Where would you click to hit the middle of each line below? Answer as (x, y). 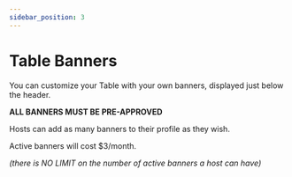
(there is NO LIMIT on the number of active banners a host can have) (135, 163)
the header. (30, 94)
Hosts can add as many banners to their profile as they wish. (119, 129)
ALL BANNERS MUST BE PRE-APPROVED (86, 112)
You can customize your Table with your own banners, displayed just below (146, 85)
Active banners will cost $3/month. (73, 145)
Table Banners (63, 60)
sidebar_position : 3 (47, 17)
